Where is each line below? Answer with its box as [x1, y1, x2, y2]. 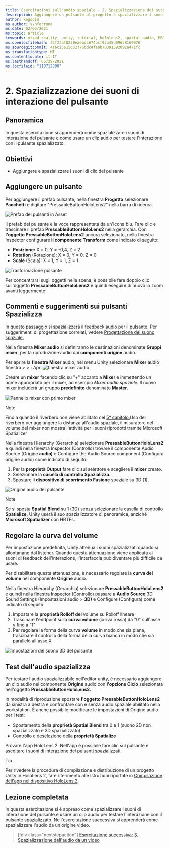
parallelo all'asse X [12, 638, 52, 644]
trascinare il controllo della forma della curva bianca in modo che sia [12, 633, 154, 639]
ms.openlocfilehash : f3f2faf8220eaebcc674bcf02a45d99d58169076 [5, 40, 141, 45]
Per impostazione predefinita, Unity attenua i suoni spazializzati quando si [5, 545, 158, 551]
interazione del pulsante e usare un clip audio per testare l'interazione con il [5, 812, 162, 817]
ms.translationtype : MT [5, 49, 55, 54]
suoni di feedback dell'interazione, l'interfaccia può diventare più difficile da [5, 555, 162, 561]
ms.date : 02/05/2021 [5, 26, 49, 31]
